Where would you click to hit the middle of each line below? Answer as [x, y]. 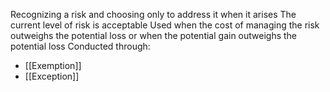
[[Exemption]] [53, 65]
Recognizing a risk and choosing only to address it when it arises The [153, 14]
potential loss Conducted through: [80, 46]
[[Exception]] [52, 76]
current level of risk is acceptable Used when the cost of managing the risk [165, 25]
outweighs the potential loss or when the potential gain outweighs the [154, 35]
